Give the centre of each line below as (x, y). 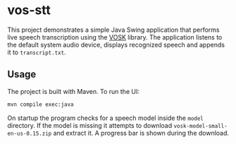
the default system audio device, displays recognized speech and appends (116, 44)
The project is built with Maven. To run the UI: (73, 91)
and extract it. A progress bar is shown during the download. (141, 133)
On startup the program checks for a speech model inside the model (106, 118)
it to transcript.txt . (37, 52)
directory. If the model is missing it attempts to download (90, 125)
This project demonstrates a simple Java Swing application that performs (113, 30)
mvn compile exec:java (41, 104)
